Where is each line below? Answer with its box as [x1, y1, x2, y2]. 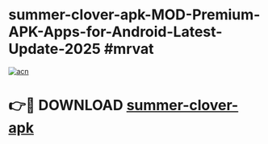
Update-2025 [8, 40, 101, 58]
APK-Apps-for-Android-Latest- [8, 23, 223, 41]
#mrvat [103, 40, 154, 58]
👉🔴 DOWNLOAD [8, 97, 124, 114]
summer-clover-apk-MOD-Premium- [8, 6, 261, 24]
